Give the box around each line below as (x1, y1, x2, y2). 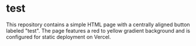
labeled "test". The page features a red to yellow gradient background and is (6, 27, 190, 34)
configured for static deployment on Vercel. (6, 33, 111, 40)
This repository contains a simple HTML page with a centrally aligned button (6, 21, 190, 28)
